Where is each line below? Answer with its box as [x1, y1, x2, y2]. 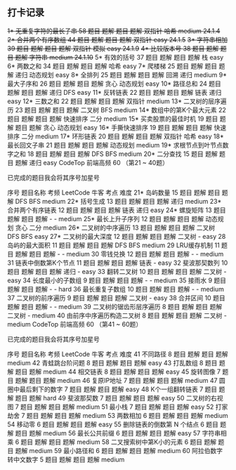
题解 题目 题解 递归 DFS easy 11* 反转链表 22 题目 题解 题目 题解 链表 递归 [7, 88, 222, 96]
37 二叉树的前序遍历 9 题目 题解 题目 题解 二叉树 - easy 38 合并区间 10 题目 [7, 294, 226, 302]
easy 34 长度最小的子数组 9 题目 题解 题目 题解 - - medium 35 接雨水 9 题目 [7, 276, 227, 285]
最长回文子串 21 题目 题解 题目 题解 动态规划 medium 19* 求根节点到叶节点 [7, 141, 223, 149]
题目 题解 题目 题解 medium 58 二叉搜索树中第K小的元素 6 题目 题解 [20, 438, 216, 446]
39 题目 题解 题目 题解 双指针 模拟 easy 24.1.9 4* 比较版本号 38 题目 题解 [7, 44, 219, 53]
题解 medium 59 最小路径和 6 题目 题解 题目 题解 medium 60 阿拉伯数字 [15, 446, 223, 455]
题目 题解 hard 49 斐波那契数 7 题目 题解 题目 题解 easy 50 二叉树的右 [15, 393, 218, 402]
